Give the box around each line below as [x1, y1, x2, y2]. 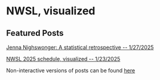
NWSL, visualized [6, 4, 96, 18]
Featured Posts [6, 28, 64, 38]
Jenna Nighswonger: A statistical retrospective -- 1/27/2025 [6, 44, 154, 51]
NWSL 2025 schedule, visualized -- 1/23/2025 [6, 56, 121, 62]
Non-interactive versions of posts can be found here [6, 67, 136, 74]
